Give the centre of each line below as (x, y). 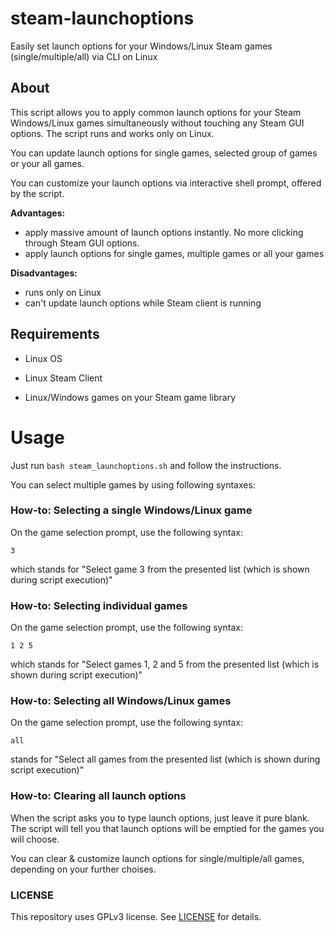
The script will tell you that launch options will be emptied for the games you (167, 828)
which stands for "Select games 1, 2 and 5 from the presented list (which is (165, 664)
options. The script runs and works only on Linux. (112, 133)
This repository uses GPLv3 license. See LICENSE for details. (136, 916)
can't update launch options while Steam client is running (143, 303)
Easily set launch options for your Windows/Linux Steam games (141, 46)
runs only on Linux (63, 292)
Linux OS (43, 358)
